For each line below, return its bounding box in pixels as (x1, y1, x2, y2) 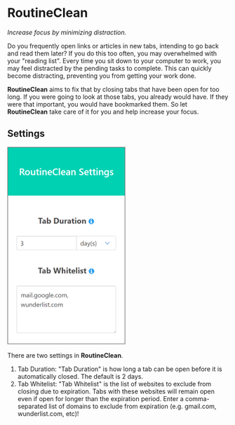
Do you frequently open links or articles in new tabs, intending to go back (7, 41, 220, 50)
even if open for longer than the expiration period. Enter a (17, 394, 184, 403)
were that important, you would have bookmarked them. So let (7, 100, 188, 108)
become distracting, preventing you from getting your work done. (7, 72, 196, 80)
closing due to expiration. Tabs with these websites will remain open (17, 387, 215, 396)
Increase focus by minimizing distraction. (7, 28, 127, 36)
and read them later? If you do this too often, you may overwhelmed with (7, 49, 217, 58)
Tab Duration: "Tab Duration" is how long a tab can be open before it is (17, 365, 222, 373)
